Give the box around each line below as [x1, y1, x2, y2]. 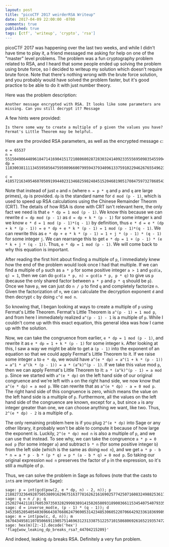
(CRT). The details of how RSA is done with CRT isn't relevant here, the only [5, 204, 162, 209]
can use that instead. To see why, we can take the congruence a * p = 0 [5, 436, 157, 442]
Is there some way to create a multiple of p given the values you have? [5, 125, 163, 130]
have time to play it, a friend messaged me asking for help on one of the [5, 50, 154, 56]
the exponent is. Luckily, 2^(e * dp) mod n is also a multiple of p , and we [5, 430, 155, 436]
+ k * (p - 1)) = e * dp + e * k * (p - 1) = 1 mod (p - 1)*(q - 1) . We [5, 225, 161, 231]
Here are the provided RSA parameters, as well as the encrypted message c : [5, 138, 163, 144]
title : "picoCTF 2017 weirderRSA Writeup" [5, 12, 96, 17]
